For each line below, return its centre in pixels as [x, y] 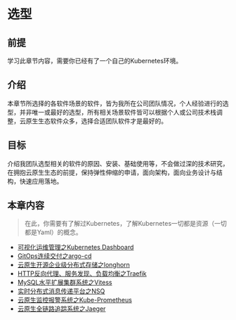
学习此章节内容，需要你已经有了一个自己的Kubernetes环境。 [95, 61]
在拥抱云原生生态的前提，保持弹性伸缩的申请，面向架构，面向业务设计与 [112, 172]
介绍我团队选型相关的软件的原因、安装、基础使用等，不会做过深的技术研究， [118, 163]
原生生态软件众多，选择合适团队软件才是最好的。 [96, 121]
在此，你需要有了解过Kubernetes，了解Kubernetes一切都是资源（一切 [125, 224]
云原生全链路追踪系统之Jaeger [61, 309]
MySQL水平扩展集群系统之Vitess [65, 283]
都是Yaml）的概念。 [53, 232]
